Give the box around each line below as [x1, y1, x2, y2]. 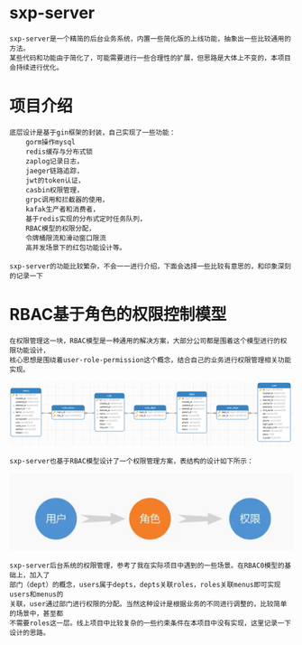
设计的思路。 [9, 629, 50, 638]
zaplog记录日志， [25, 156, 84, 165]
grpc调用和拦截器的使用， [25, 195, 110, 204]
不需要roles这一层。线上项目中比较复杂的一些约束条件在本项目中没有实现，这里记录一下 [9, 619, 291, 628]
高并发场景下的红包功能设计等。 [25, 243, 127, 252]
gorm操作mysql [25, 137, 76, 146]
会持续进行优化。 [9, 62, 64, 72]
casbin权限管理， [25, 185, 84, 194]
